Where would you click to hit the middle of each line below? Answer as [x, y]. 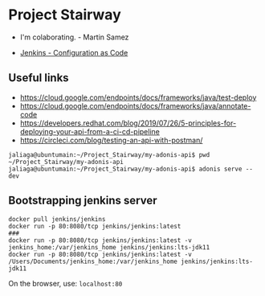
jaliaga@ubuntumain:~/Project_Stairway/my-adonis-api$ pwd [109, 154]
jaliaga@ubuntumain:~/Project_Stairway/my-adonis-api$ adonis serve [125, 169]
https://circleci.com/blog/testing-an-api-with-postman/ [111, 140]
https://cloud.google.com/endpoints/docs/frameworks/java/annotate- [135, 105]
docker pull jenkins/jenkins [57, 219]
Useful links [39, 78]
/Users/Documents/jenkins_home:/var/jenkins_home [93, 261]
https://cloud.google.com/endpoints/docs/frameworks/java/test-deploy [138, 97]
